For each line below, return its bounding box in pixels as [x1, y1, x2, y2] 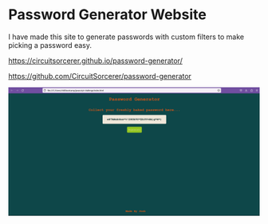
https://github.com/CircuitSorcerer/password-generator [8, 71, 191, 81]
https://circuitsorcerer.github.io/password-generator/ [8, 56, 183, 65]
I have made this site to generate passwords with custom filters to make [8, 32, 245, 41]
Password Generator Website [8, 6, 207, 24]
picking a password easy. [8, 40, 92, 49]
